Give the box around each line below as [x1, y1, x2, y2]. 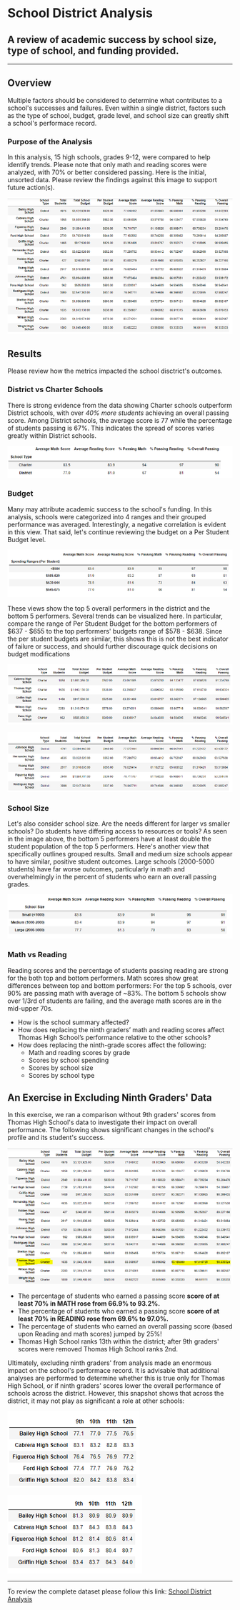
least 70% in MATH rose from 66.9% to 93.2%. [17, 1299, 161, 1308]
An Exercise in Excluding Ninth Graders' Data [7, 1091, 212, 1104]
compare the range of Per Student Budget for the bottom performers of [7, 619, 218, 628]
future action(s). [7, 184, 55, 192]
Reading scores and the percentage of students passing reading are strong [7, 966, 229, 974]
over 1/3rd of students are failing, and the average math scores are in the [7, 996, 222, 1005]
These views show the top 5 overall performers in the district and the [7, 604, 211, 613]
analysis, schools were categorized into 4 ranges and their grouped [7, 512, 206, 521]
